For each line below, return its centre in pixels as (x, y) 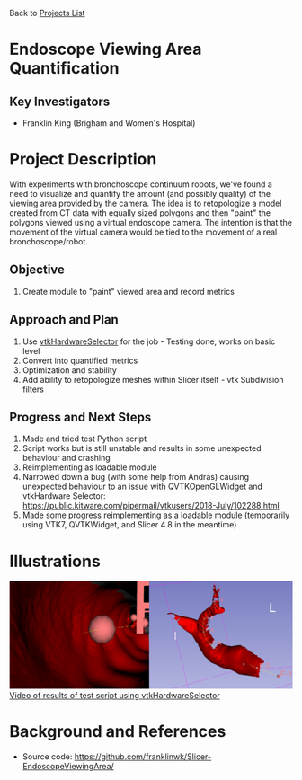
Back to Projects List (47, 13)
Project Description (83, 160)
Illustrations (55, 561)
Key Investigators (60, 101)
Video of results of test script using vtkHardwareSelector (115, 695)
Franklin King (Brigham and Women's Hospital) (109, 123)
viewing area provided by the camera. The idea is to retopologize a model (146, 203)
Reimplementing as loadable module (89, 467)
